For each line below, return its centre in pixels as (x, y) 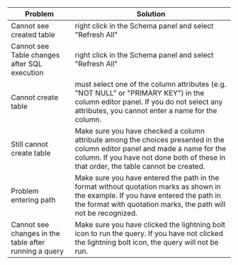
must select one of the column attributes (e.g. (151, 84)
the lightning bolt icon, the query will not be (147, 242)
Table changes (35, 55)
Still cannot (29, 144)
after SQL (27, 64)
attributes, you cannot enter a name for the (146, 111)
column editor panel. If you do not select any (149, 102)
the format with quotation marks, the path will (150, 204)
